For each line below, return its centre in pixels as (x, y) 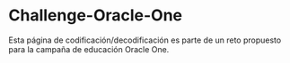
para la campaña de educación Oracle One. (89, 49)
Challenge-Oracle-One (96, 16)
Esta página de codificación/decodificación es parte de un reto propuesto (145, 40)
